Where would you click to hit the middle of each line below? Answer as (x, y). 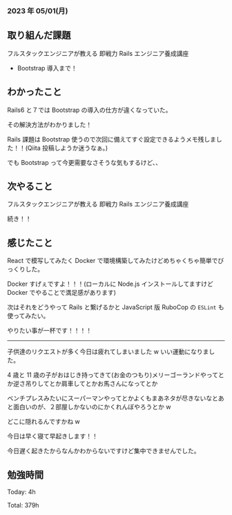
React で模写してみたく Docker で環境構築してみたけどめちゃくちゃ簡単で (113, 261)
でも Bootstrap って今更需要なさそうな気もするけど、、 (85, 162)
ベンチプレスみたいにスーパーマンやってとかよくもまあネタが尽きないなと (113, 398)
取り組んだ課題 (39, 36)
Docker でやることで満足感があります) (61, 293)
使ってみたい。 (28, 316)
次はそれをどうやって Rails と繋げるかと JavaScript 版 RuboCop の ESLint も (116, 307)
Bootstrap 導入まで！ (47, 68)
